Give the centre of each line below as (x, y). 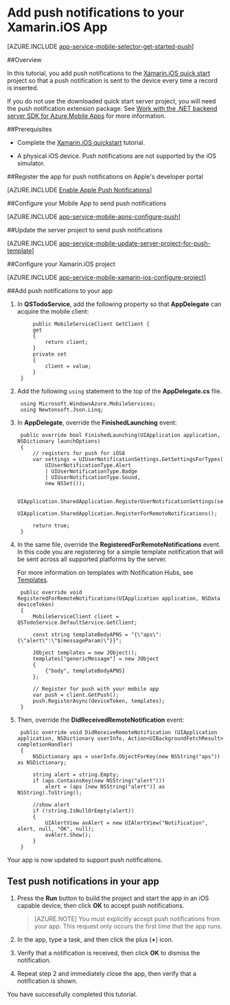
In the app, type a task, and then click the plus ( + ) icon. (95, 940)
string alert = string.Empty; (76, 774)
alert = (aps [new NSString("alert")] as (105, 786)
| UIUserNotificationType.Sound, (93, 477)
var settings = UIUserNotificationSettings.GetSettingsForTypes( (128, 459)
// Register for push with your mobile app (96, 689)
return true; (51, 525)
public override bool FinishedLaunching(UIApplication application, (120, 435)
